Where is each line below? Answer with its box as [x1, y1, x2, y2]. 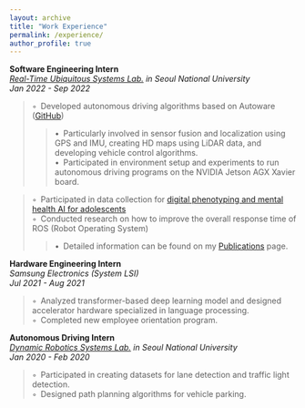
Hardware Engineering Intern [9, 259, 121, 270]
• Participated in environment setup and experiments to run [54, 157, 280, 168]
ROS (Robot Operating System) [31, 223, 148, 234]
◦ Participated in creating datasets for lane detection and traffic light [31, 370, 290, 381]
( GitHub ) [31, 110, 65, 121]
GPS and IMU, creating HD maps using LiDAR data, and [54, 138, 262, 148]
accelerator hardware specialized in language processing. [31, 305, 249, 316]
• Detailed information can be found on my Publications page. [54, 240, 289, 251]
